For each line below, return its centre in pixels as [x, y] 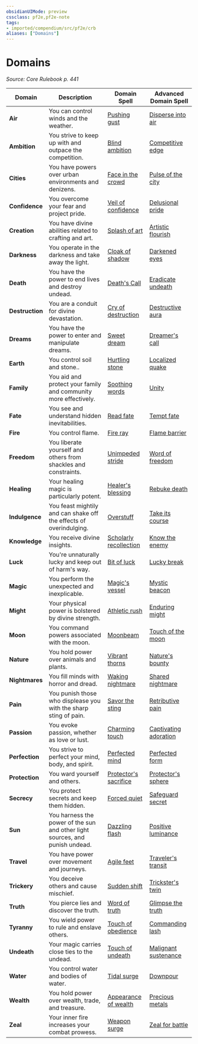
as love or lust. [69, 740]
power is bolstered [74, 611]
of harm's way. [69, 569]
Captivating [165, 729]
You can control [70, 111]
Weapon [119, 1021]
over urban [64, 175]
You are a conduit [73, 304]
